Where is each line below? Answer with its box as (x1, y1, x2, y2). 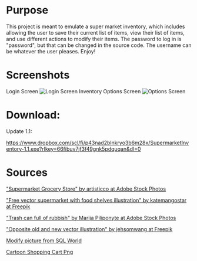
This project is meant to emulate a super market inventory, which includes (6, 23, 185, 30)
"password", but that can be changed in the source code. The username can (6, 42, 192, 49)
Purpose (6, 4, 49, 17)
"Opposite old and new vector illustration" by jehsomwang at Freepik (6, 225, 173, 232)
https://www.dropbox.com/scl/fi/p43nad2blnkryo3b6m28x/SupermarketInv (6, 139, 189, 146)
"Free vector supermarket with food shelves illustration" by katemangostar (6, 196, 187, 204)
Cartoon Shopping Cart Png (6, 248, 74, 255)
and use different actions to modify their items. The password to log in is (6, 35, 182, 42)
